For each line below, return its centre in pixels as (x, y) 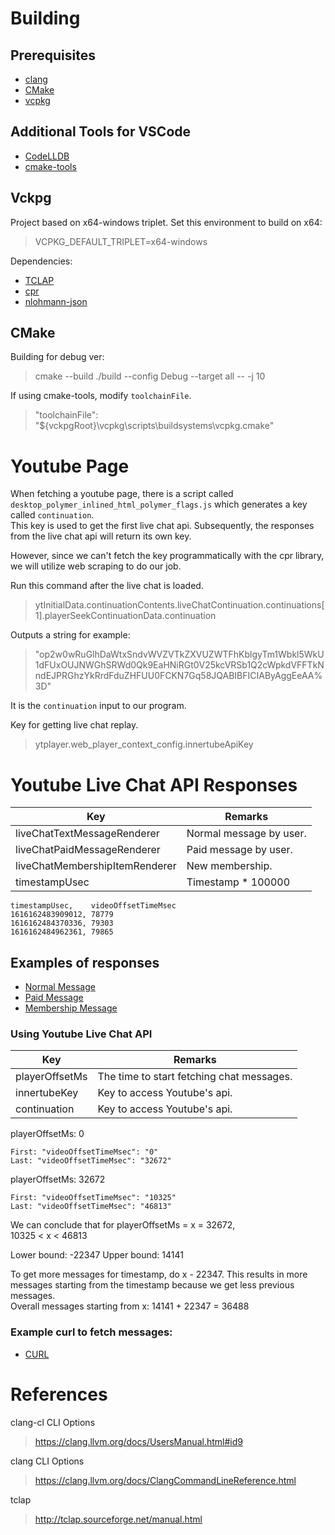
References (59, 1394)
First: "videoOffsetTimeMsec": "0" (84, 1152)
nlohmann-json (56, 301)
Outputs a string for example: (70, 635)
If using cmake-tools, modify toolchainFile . (101, 396)
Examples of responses (85, 962)
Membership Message (71, 1008)
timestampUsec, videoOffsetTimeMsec (93, 906)
